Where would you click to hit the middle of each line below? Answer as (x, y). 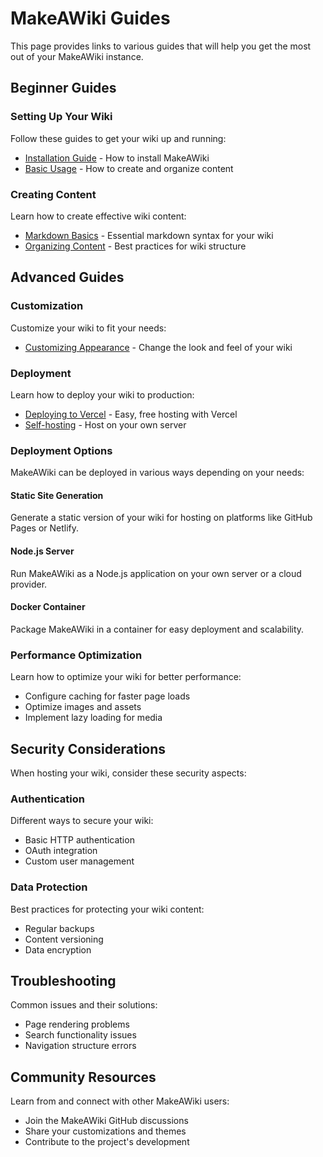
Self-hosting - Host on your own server (105, 424)
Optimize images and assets (83, 707)
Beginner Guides (63, 88)
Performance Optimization (76, 655)
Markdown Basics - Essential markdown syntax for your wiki (149, 235)
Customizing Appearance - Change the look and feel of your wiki (158, 347)
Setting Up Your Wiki (61, 117)
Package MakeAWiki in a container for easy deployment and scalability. (157, 629)
